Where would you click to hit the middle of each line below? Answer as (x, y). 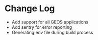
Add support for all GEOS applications (50, 22)
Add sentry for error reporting (42, 27)
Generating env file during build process (52, 32)
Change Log (30, 9)
